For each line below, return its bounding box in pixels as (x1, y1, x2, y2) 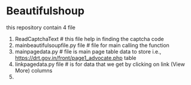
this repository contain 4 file (6, 24, 76, 31)
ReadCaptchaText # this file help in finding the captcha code (14, 35, 164, 42)
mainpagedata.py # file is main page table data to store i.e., (14, 48, 162, 55)
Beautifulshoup (6, 4, 85, 18)
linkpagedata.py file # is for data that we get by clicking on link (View (14, 61, 186, 68)
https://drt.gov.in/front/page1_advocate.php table (14, 54, 137, 61)
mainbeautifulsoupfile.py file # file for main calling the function (14, 42, 169, 49)
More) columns (14, 67, 53, 74)
